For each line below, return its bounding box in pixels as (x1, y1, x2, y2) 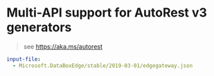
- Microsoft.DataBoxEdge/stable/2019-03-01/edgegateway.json (12, 62, 193, 69)
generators (6, 19, 72, 35)
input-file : (6, 55, 41, 63)
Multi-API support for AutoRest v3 (6, 5, 207, 21)
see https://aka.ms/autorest (23, 42, 103, 50)
